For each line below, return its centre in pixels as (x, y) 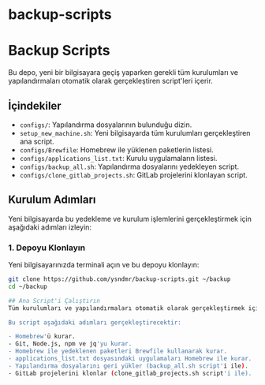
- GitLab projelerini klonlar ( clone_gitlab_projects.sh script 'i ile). (130, 373)
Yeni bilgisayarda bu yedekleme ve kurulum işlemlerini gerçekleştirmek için (130, 219)
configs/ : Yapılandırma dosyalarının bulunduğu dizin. (106, 125)
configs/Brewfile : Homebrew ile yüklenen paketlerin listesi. (117, 150)
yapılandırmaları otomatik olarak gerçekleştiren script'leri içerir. (110, 81)
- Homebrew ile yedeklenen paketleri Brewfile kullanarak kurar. (118, 351)
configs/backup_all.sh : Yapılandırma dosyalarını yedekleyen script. (129, 166)
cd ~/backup (28, 286)
